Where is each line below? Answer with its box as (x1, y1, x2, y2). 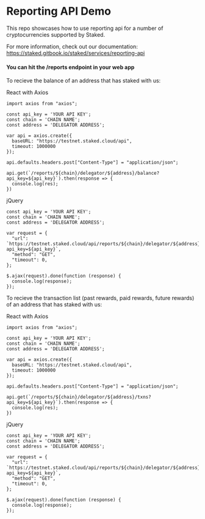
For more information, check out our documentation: (6, 43, 138, 50)
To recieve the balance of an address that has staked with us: (6, 77, 161, 84)
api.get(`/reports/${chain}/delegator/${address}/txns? (6, 394, 151, 400)
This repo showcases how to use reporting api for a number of (6, 24, 164, 32)
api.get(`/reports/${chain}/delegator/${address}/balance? (6, 170, 160, 177)
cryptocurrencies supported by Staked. (6, 31, 106, 38)
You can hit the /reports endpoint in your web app (6, 63, 135, 71)
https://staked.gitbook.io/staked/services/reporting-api (6, 49, 145, 56)
